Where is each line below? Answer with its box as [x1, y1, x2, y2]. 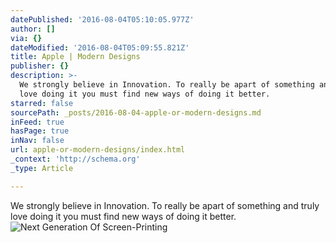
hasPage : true [10, 126, 70, 136]
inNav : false [10, 136, 65, 146]
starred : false [10, 98, 74, 108]
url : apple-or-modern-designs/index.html [10, 145, 186, 155]
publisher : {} [10, 61, 70, 71]
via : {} [10, 33, 43, 43]
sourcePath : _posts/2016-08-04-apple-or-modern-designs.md [10, 107, 262, 118]
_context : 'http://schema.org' [10, 154, 141, 164]
